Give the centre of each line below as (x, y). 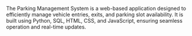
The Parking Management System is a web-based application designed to (96, 8)
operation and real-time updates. (46, 27)
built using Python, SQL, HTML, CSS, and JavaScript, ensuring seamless (95, 21)
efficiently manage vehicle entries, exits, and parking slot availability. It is (95, 15)
